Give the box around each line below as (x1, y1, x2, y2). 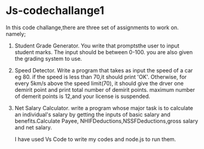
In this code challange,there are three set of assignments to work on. (5, 24, 179, 31)
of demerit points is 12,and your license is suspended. (14, 92, 151, 100)
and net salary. (14, 123, 53, 131)
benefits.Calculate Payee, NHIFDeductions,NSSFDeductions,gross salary (14, 117, 199, 125)
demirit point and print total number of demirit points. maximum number (14, 86, 195, 93)
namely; (5, 30, 26, 37)
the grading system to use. (14, 55, 82, 62)
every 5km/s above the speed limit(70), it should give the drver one (14, 80, 184, 87)
